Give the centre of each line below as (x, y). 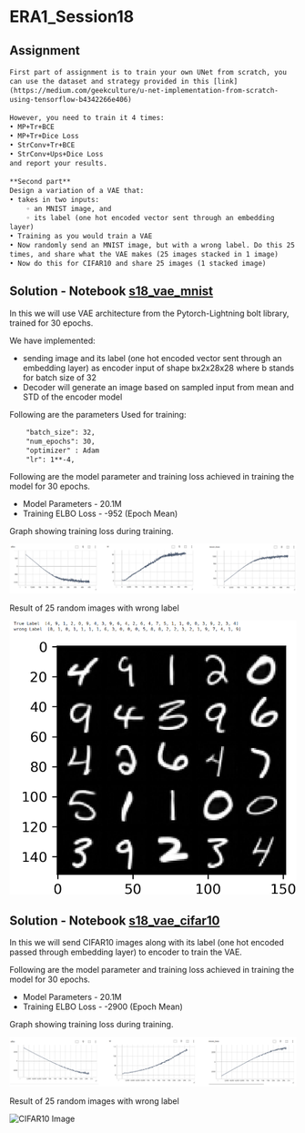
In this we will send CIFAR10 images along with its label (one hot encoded (147, 943)
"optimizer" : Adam (63, 450)
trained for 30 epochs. (51, 323)
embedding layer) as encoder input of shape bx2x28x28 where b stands (158, 368)
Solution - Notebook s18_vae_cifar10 (115, 921)
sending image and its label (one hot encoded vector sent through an (152, 358)
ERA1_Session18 (72, 17)
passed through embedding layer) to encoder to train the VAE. (126, 952)
